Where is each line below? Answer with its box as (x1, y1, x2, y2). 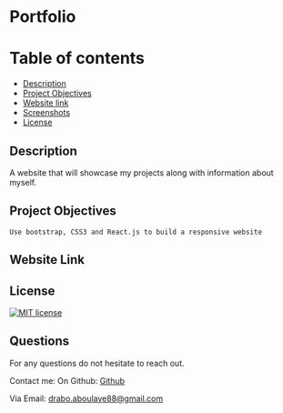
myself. (9, 176, 37, 187)
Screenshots (22, 107, 71, 118)
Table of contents (9, 48, 146, 69)
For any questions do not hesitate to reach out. (9, 358, 185, 368)
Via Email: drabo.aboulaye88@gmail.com (9, 393, 164, 404)
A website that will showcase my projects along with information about (9, 166, 275, 178)
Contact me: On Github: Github (9, 375, 126, 386)
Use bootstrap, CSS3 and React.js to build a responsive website (9, 227, 262, 237)
